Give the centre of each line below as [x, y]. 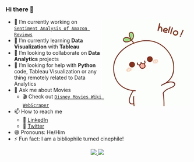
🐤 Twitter [33, 126]
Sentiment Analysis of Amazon [51, 29]
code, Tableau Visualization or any [55, 72]
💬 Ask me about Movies [42, 90]
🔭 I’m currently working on [45, 22]
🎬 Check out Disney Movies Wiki [62, 97]
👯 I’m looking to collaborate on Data [57, 53]
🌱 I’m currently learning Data [48, 41]
